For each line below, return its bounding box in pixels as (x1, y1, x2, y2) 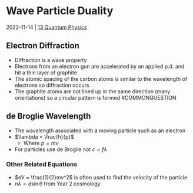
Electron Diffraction (6, 41, 79, 51)
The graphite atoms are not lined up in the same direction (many (14, 87, 171, 95)
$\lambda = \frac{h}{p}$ (14, 133, 75, 140)
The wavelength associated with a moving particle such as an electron (14, 127, 186, 134)
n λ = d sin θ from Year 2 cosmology (14, 180, 101, 187)
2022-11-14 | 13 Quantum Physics (6, 24, 87, 31)
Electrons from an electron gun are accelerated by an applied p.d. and (14, 63, 185, 70)
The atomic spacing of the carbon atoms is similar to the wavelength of (14, 75, 188, 82)
